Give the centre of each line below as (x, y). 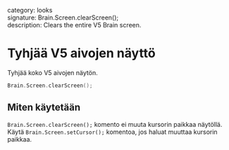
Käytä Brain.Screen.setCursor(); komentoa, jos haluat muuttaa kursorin (112, 132)
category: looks (30, 10)
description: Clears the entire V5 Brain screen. (74, 25)
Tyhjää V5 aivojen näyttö (82, 54)
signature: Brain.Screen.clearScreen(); (63, 18)
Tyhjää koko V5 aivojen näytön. (52, 72)
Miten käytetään (44, 108)
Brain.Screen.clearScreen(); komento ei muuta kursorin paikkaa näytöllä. (115, 124)
